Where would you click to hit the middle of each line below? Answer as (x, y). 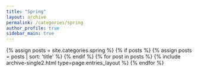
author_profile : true (33, 28)
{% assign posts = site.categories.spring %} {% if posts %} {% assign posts (99, 50)
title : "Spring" (26, 12)
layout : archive (26, 17)
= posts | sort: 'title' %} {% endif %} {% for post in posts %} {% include (93, 57)
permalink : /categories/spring (45, 22)
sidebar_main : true (30, 34)
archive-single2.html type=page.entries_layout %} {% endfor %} (85, 63)
